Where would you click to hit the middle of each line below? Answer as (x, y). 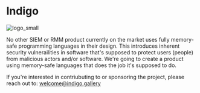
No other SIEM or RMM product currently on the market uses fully (88, 39)
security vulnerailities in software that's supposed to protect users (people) (100, 52)
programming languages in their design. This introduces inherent (99, 46)
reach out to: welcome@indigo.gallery (53, 83)
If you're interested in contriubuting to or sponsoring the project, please (95, 77)
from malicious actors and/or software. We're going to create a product (95, 59)
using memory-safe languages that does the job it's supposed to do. (92, 65)
